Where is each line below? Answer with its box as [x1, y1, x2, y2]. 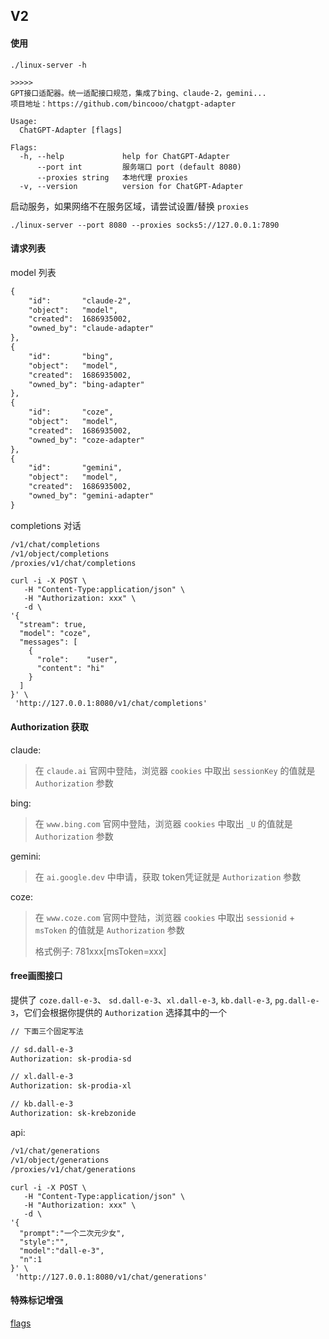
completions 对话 [10, 519, 82, 531]
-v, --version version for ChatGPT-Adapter [19, 181, 244, 191]
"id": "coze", [28, 407, 114, 418]
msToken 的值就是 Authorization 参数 [34, 924, 185, 936]
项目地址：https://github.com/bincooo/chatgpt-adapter [10, 99, 237, 109]
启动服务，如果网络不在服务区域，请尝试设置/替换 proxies [10, 200, 250, 212]
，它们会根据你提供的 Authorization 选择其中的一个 [14, 1006, 228, 1018]
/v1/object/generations [10, 1155, 110, 1165]
